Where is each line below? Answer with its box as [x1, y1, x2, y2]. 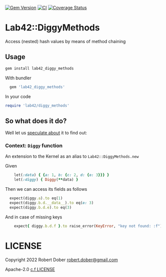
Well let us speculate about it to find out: [5, 130, 87, 136]
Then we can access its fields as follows [5, 186, 87, 192]
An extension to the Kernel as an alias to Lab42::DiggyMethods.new [5, 154, 139, 160]
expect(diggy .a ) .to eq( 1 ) [9, 196, 63, 201]
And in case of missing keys [5, 214, 63, 220]
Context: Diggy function [5, 142, 63, 149]
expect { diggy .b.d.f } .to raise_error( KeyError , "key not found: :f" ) [14, 223, 163, 228]
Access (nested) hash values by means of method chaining [5, 38, 126, 44]
